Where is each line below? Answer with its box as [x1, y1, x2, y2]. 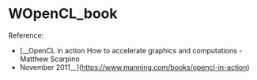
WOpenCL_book [8, 5, 118, 23]
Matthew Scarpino [19, 54, 81, 64]
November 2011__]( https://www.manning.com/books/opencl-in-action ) [19, 62, 251, 71]
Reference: [8, 31, 44, 40]
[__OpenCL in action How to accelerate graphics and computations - [19, 45, 243, 55]
